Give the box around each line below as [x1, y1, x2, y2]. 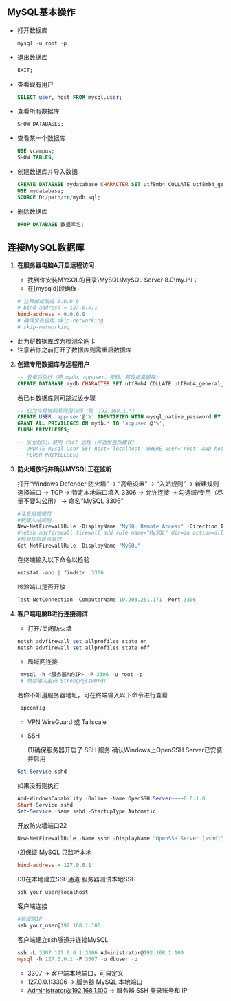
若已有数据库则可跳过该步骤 [16, 394, 96, 402]
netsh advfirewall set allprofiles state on [16, 638, 147, 644]
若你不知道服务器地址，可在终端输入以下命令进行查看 [16, 691, 168, 699]
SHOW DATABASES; [16, 121, 64, 128]
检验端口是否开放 [16, 583, 66, 591]
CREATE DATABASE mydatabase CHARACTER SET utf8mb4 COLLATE [16, 181, 190, 188]
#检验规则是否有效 [16, 536, 62, 543]
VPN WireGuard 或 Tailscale [27, 718, 107, 726]
